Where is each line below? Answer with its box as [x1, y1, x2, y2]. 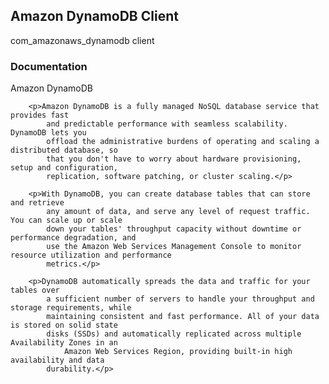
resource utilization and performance [10, 250, 172, 261]
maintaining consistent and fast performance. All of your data [46, 312, 320, 322]
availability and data [10, 355, 105, 366]
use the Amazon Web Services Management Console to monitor [46, 242, 302, 252]
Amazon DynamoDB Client [10, 8, 179, 25]
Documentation [10, 59, 88, 73]
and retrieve [10, 198, 65, 208]
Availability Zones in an [10, 338, 118, 348]
